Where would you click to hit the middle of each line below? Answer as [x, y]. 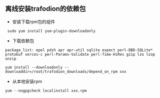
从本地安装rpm [27, 81]
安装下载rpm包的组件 [34, 22]
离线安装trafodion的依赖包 [46, 9]
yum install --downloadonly [34, 67]
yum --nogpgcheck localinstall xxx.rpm [46, 91]
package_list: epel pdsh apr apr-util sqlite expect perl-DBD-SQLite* [79, 50]
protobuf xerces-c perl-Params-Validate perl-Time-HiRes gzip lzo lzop [80, 54]
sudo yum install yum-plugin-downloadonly [51, 31]
